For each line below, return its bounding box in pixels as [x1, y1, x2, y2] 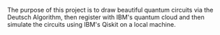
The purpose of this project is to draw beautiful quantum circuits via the [7, 6, 214, 14]
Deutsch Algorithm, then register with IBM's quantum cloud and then [7, 13, 205, 21]
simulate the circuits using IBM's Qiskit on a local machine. [7, 21, 176, 28]
